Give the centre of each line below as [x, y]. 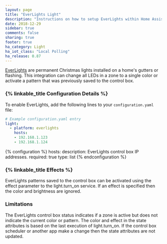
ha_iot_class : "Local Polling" [38, 51]
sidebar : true [20, 28]
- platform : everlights [34, 128]
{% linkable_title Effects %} [39, 170]
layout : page [19, 10]
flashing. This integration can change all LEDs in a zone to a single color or [82, 76]
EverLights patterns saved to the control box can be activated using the [78, 181]
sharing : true [20, 38]
